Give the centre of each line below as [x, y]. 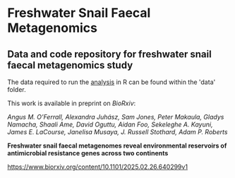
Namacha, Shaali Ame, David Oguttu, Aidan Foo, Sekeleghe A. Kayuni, [110, 124]
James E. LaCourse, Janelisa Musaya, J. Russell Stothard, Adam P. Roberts [117, 132]
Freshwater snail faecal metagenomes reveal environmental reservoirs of [117, 146]
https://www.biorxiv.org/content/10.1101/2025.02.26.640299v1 [98, 167]
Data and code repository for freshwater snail [109, 54]
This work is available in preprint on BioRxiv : [72, 103]
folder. [17, 89]
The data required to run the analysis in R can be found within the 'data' [112, 82]
